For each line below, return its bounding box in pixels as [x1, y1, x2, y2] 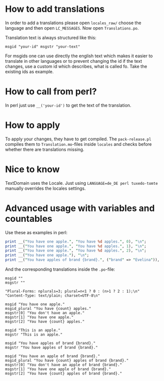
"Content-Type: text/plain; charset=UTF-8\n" [5, 293, 100, 298]
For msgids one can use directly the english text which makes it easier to [5, 53, 153, 59]
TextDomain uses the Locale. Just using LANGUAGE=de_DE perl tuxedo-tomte [5, 180, 158, 186]
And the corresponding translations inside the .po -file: [5, 266, 115, 272]
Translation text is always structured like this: [5, 35, 97, 41]
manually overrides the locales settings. [5, 185, 86, 191]
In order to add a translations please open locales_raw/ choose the [5, 20, 141, 26]
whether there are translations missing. [5, 146, 85, 152]
